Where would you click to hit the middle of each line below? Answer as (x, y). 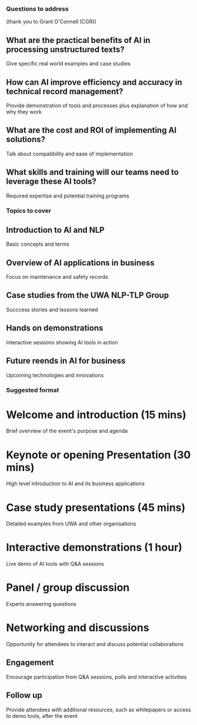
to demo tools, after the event (42, 716)
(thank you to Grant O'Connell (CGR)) (51, 22)
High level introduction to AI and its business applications (76, 484)
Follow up (24, 695)
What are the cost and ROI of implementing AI (91, 131)
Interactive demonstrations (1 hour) (94, 548)
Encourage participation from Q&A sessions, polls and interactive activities (96, 677)
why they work (24, 111)
